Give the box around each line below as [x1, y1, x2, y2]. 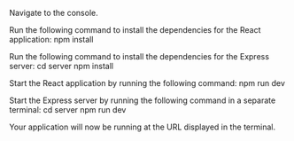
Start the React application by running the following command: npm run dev [9, 78, 286, 88]
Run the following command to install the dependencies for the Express [9, 51, 270, 61]
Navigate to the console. [9, 8, 99, 18]
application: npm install [9, 35, 94, 44]
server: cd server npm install [9, 61, 113, 71]
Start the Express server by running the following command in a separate [9, 95, 276, 106]
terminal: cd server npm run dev [9, 105, 127, 114]
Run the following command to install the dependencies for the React [9, 25, 261, 35]
